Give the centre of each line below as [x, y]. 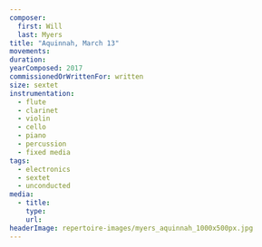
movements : [30, 52]
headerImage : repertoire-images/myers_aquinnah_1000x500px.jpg [131, 228]
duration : [28, 60]
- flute [32, 102]
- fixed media [44, 152]
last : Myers [40, 34]
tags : [19, 161]
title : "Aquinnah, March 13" [64, 43]
